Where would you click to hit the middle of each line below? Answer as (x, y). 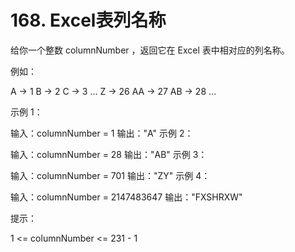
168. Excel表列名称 (88, 20)
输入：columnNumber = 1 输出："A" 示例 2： (102, 133)
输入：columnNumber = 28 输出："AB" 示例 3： (109, 154)
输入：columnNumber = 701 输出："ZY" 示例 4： (110, 175)
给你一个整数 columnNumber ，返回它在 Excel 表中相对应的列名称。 (150, 50)
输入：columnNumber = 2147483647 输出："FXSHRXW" (126, 197)
